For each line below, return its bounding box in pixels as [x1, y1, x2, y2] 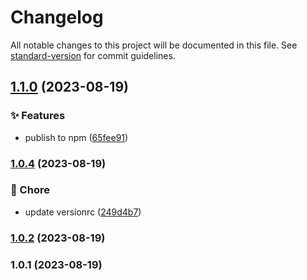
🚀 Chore [10, 183, 50, 197]
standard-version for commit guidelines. [10, 49, 176, 61]
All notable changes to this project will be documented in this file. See [10, 39, 298, 51]
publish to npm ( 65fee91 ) [24, 131, 129, 143]
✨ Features [10, 109, 66, 123]
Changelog [10, 6, 104, 29]
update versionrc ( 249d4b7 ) [24, 206, 142, 218]
